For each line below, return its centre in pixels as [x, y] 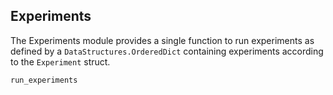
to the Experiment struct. [60, 61]
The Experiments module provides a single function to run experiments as [162, 40]
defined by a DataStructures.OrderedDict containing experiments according [167, 51]
